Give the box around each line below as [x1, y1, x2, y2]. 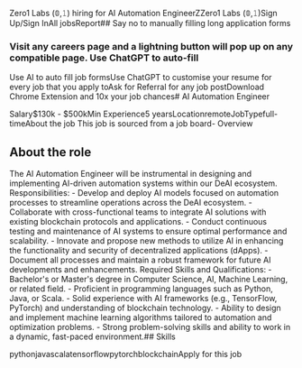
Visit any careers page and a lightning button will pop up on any [9, 40, 294, 52]
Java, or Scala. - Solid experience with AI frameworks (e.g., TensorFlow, [9, 293, 278, 304]
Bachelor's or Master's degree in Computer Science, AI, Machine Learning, [9, 274, 288, 285]
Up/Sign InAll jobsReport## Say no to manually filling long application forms [9, 18, 291, 28]
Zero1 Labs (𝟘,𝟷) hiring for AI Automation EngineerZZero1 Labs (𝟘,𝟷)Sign [9, 8, 278, 18]
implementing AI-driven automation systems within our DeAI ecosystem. [9, 178, 278, 189]
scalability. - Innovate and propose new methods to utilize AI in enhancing [9, 235, 284, 246]
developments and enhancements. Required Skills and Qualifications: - [9, 264, 272, 275]
